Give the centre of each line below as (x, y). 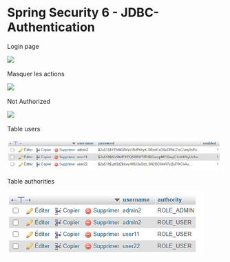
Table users (24, 129)
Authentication (51, 27)
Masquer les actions (36, 74)
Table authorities (31, 181)
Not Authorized (29, 101)
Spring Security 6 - (63, 13)
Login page (23, 46)
